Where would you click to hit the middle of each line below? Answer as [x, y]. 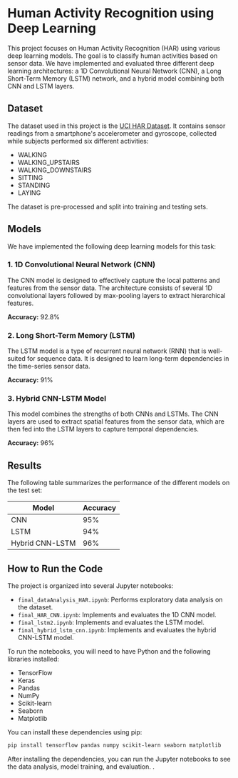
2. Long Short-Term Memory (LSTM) [71, 335]
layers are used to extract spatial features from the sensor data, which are [116, 422]
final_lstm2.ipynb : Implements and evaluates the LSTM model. [111, 622]
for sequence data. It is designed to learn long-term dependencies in [128, 359]
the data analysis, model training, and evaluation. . [81, 767]
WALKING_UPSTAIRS [48, 162]
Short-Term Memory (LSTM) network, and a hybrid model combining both [116, 78]
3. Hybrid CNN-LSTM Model [57, 399]
